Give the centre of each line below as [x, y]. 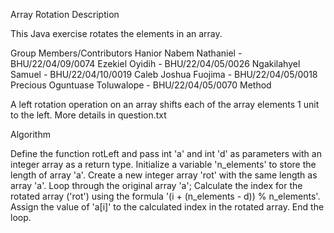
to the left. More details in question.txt [88, 115]
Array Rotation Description [65, 14]
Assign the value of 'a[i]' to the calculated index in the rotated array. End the [167, 207]
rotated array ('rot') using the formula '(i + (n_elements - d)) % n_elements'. [165, 196]
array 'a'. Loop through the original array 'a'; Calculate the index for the [156, 185]
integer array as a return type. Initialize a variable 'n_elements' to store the [163, 164]
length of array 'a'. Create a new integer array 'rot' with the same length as [164, 175]
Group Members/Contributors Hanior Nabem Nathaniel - [126, 53]
